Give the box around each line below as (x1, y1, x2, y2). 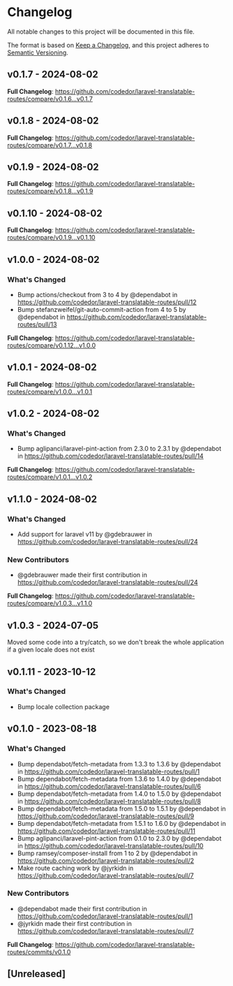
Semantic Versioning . (7, 48, 68, 57)
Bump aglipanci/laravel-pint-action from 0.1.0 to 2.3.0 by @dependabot (17, 834, 222, 843)
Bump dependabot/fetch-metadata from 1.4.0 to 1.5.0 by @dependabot (17, 789, 222, 798)
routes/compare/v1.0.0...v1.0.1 (7, 387, 93, 396)
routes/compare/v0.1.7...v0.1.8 (7, 141, 93, 149)
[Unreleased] (7, 968, 66, 980)
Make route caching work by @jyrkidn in (17, 864, 134, 872)
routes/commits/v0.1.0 (7, 948, 71, 956)
